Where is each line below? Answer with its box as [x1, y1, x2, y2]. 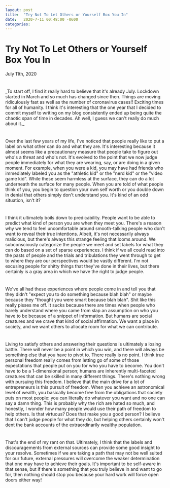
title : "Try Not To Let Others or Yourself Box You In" [5, 12, 128, 17]
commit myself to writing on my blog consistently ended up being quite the [5, 110, 162, 116]
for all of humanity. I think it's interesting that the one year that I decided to [5, 104, 161, 110]
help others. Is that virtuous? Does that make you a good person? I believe [5, 411, 161, 417]
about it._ [5, 121, 25, 127]
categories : [5, 21, 30, 27]
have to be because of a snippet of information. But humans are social [5, 313, 152, 319]
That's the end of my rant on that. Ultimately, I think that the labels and [5, 439, 153, 445]
